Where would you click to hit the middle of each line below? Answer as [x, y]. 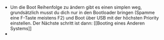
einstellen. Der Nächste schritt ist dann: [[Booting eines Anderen [77, 23]
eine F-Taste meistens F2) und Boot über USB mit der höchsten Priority [84, 18]
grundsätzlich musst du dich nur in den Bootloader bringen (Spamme [82, 12]
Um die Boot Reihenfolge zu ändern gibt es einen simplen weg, [76, 7]
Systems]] [21, 28]
